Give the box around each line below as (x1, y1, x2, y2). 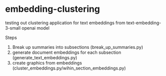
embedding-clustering (5, 3, 100, 15)
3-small (5, 25, 21, 31)
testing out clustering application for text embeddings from (5, 20, 125, 26)
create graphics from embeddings (12, 60, 82, 66)
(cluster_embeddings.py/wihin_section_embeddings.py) (12, 65, 126, 71)
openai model (21, 25, 50, 31)
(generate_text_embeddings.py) (12, 54, 78, 60)
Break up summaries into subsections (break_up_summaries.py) (12, 44, 143, 50)
